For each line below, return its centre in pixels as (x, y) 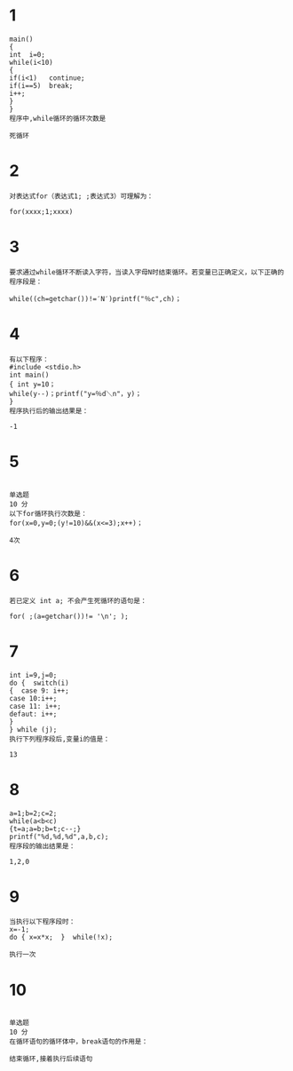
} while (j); (33, 729)
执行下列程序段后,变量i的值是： (59, 739)
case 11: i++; (36, 706)
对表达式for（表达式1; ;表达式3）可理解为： (81, 196)
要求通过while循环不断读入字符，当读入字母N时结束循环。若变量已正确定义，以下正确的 (146, 272)
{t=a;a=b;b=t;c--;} (45, 829)
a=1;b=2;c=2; (33, 813)
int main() (29, 375)
